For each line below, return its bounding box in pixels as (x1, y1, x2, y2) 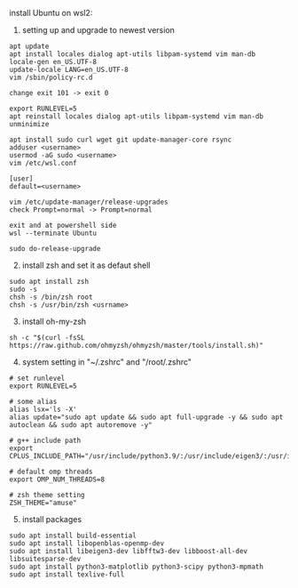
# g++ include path (9, 436, 82, 445)
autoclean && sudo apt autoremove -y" (9, 421, 153, 430)
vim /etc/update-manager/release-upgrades (9, 197, 169, 206)
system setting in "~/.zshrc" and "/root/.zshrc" (21, 357, 192, 367)
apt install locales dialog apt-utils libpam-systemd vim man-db (9, 50, 255, 59)
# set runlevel (9, 374, 66, 383)
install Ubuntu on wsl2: (9, 8, 93, 18)
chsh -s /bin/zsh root (9, 293, 93, 302)
